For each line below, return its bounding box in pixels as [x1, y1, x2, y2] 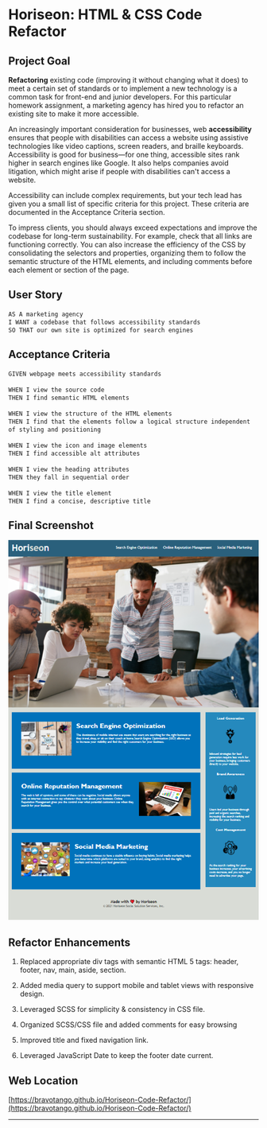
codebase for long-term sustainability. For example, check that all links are [8, 231, 253, 240]
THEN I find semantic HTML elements [8, 394, 130, 402]
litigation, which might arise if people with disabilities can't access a [8, 167, 230, 176]
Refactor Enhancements [8, 935, 131, 949]
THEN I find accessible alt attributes [8, 449, 141, 457]
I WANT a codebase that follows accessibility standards [8, 318, 201, 326]
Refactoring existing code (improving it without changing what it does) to [8, 76, 249, 84]
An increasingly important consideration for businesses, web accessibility [8, 125, 253, 134]
